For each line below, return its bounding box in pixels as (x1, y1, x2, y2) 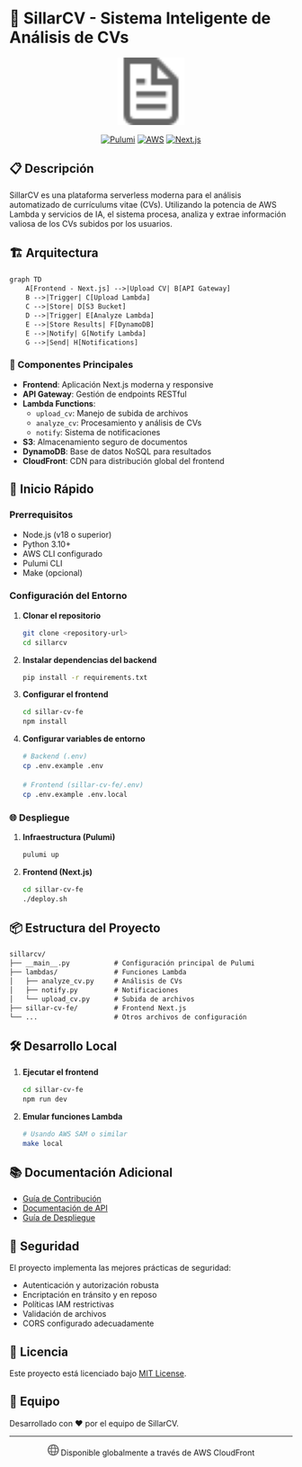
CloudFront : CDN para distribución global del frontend (22, 455, 225, 466)
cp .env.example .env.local (22, 790, 128, 799)
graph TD (9, 274, 42, 284)
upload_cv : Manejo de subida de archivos (35, 407, 189, 418)
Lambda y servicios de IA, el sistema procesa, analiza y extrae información (9, 209, 287, 219)
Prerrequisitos (9, 508, 74, 521)
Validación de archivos (22, 1309, 107, 1319)
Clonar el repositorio (22, 610, 102, 621)
